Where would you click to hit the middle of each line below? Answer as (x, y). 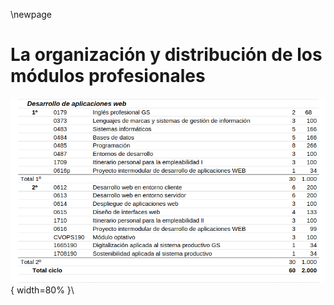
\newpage (31, 14)
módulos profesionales (108, 76)
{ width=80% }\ (42, 290)
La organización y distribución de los (166, 55)
